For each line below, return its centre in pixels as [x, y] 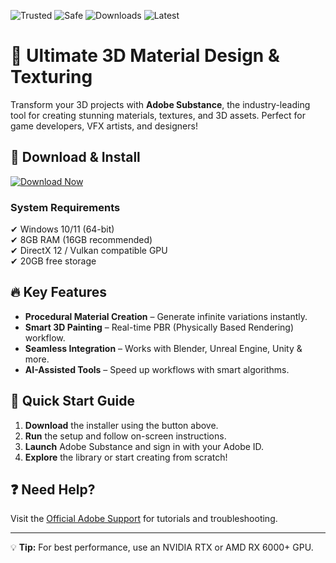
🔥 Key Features [59, 292]
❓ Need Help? [53, 490]
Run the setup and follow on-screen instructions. [125, 436]
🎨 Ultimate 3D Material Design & [145, 56]
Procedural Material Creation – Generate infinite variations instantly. [166, 316]
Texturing [51, 77]
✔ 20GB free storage [53, 261]
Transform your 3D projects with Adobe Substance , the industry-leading [160, 104]
